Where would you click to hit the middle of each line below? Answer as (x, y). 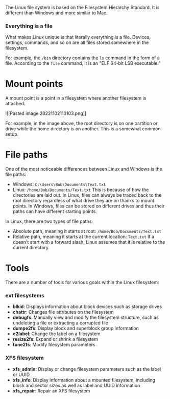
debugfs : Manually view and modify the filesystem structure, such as (86, 318)
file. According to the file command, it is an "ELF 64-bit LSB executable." (83, 63)
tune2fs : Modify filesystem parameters (54, 345)
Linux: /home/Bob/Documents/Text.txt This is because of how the (81, 190)
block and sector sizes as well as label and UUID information (76, 385)
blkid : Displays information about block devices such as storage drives (87, 307)
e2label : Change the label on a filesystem (56, 334)
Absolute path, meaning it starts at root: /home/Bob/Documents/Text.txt (87, 231)
